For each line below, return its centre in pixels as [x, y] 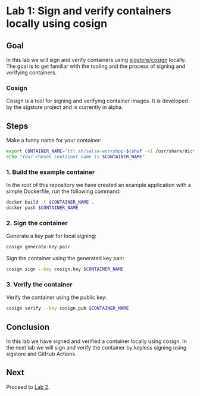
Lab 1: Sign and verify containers [89, 11]
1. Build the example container [51, 172]
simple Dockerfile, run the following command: [63, 191]
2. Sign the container [37, 223]
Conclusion [28, 327]
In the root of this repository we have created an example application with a [99, 185]
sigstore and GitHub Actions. [41, 354]
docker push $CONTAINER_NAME [42, 208]
